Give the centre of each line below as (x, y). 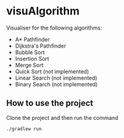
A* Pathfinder (32, 39)
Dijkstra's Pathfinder (41, 46)
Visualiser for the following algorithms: (54, 28)
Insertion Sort (32, 58)
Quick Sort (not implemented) (52, 71)
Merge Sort (29, 65)
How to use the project (50, 103)
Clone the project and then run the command (62, 118)
